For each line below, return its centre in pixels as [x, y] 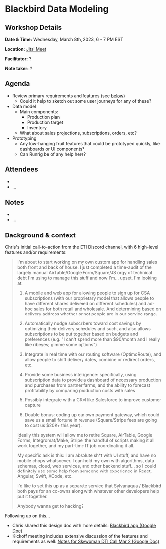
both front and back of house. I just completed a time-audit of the [84, 267]
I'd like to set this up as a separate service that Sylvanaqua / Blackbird [89, 486]
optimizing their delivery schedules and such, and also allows [87, 329]
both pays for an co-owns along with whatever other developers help [88, 491]
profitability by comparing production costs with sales [80, 391]
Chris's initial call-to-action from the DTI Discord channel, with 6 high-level [82, 247]
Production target [45, 122]
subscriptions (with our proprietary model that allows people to [89, 298]
